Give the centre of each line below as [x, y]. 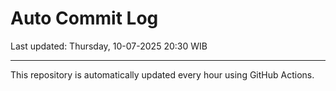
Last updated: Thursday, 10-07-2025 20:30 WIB [109, 46]
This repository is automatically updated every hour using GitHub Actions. [162, 74]
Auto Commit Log [84, 18]
